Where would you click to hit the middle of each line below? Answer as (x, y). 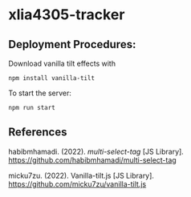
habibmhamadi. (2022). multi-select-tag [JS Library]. (96, 151)
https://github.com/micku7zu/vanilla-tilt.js (77, 184)
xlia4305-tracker (67, 15)
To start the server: (40, 93)
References (38, 133)
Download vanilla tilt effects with (62, 63)
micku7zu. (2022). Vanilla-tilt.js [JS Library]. (81, 175)
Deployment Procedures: (72, 44)
